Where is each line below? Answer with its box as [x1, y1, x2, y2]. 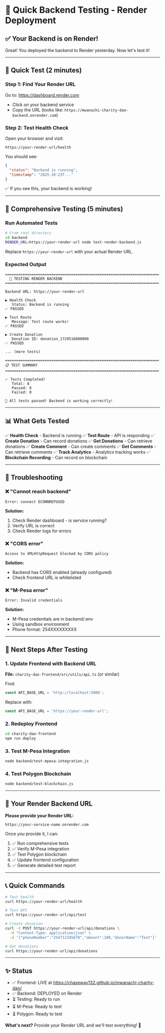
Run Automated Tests [5, 219, 58, 226]
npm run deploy [5, 736, 36, 741]
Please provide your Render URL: [5, 813, 74, 818]
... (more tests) [5, 350, 41, 354]
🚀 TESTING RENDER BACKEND [9, 276, 63, 281]
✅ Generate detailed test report [12, 862, 76, 868]
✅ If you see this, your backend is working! [5, 186, 92, 191]
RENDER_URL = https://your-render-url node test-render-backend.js [5, 240, 141, 245]
